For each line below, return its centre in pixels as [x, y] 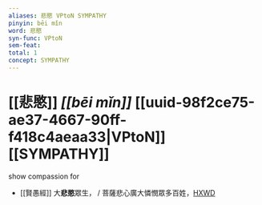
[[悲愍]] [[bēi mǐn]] [70, 103]
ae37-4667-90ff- [67, 120]
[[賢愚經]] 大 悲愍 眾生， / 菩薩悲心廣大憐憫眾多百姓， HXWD [117, 192]
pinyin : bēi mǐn [35, 23]
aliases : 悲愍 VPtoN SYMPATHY [57, 16]
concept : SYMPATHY [39, 61]
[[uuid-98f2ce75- [195, 103]
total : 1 [23, 53]
